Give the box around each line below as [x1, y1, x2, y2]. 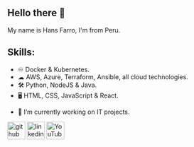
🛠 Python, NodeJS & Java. [17, 81, 97, 89]
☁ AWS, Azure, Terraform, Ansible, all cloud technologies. [17, 72, 188, 81]
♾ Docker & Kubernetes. [17, 65, 90, 73]
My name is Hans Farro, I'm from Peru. [7, 25, 121, 34]
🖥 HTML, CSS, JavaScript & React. [17, 91, 119, 100]
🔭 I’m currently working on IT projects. [17, 107, 130, 116]
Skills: [7, 47, 36, 59]
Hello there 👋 [7, 7, 66, 19]
